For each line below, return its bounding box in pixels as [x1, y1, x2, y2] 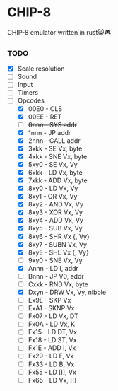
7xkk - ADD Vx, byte [28, 176, 88, 185]
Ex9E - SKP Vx [28, 296, 71, 305]
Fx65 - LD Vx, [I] [28, 375, 76, 384]
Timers [17, 88, 39, 97]
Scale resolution [17, 64, 65, 73]
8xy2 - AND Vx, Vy [28, 200, 83, 209]
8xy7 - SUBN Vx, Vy [28, 240, 87, 248]
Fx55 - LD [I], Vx [28, 368, 76, 376]
